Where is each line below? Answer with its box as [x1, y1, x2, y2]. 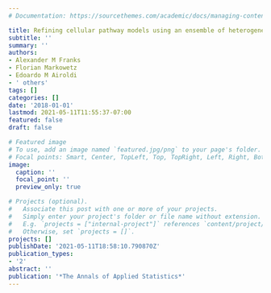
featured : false [8, 116, 63, 125]
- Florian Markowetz [8, 64, 78, 72]
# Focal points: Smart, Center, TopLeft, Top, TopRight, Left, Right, [8, 153, 251, 161]
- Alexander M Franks [8, 56, 81, 64]
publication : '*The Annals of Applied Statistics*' [8, 272, 186, 280]
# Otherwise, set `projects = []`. [8, 227, 135, 236]
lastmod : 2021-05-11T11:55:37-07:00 [8, 109, 131, 117]
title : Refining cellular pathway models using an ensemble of [8, 26, 226, 35]
